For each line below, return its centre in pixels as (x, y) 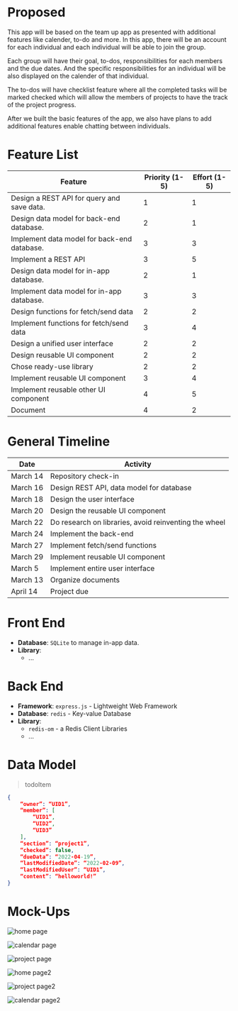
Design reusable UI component (63, 355)
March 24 (27, 534)
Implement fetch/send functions (103, 545)
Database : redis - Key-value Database (74, 713)
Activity (137, 464)
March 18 (27, 499)
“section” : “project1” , (55, 844)
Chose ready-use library (52, 366)
